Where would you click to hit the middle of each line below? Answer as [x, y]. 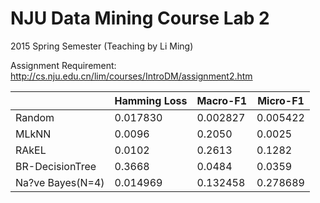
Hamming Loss [151, 100]
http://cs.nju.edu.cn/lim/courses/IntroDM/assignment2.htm [131, 76]
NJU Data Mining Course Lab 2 [140, 18]
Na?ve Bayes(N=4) [60, 182]
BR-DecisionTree [56, 166]
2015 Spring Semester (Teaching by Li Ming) [102, 46]
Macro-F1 [222, 100]
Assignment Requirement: [63, 65]
